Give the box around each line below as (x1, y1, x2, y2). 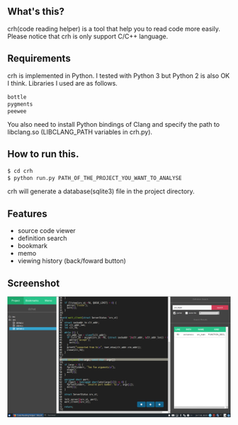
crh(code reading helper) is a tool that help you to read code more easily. (7, 24, 221, 33)
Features (7, 208, 47, 220)
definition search (17, 234, 67, 243)
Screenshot (7, 277, 60, 289)
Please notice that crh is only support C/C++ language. (7, 32, 169, 40)
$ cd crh (7, 168, 33, 175)
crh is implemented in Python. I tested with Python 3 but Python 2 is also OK (7, 71, 230, 80)
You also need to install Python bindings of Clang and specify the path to (7, 120, 220, 128)
